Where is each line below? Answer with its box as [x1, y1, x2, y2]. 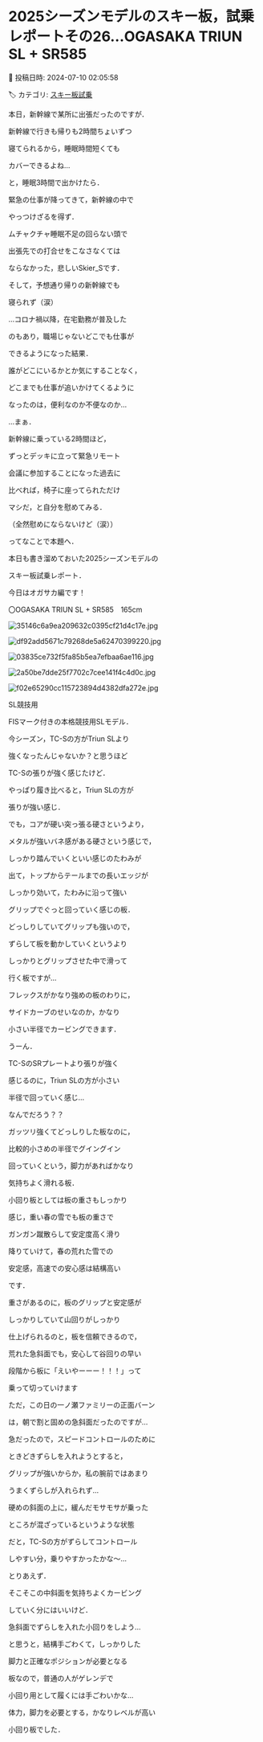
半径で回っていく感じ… [8, 1092, 85, 1102]
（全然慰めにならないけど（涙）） [8, 519, 118, 529]
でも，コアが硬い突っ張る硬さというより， [8, 819, 148, 829]
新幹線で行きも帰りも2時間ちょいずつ [8, 126, 132, 136]
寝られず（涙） [8, 297, 58, 306]
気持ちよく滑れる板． [8, 1178, 79, 1187]
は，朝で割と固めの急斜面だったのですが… [8, 1416, 148, 1427]
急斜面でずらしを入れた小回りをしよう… [8, 1621, 142, 1632]
